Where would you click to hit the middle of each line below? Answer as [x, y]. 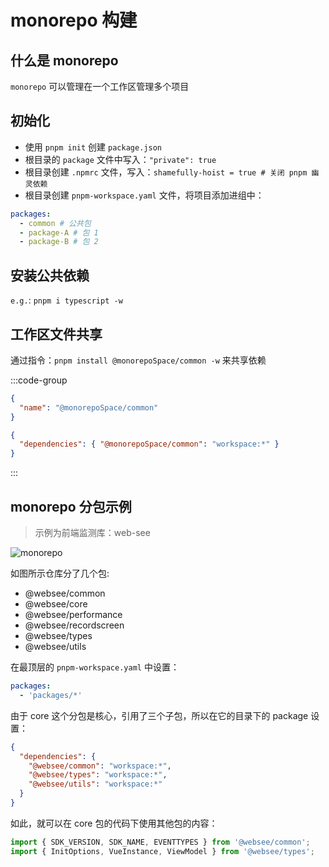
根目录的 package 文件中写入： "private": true [120, 159]
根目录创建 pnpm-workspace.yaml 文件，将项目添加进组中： [144, 195]
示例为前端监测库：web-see [92, 532]
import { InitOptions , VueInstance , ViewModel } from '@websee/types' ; [162, 851]
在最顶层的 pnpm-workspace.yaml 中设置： [95, 667]
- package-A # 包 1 [59, 232]
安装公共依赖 [50, 275]
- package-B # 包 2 [59, 242]
